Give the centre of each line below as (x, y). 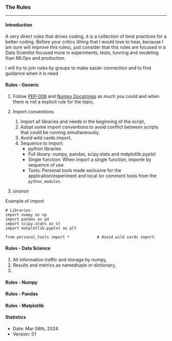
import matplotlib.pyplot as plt (41, 228)
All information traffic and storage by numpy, (60, 259)
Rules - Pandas (22, 294)
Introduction (19, 25)
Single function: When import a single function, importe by (90, 159)
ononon (21, 191)
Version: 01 (25, 334)
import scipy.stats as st (33, 224)
